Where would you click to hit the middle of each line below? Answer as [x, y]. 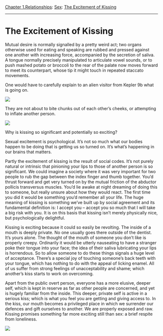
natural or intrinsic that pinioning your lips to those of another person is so [79, 166]
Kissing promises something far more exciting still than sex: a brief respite [79, 314]
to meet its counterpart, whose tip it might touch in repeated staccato [74, 70]
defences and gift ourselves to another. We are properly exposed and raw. [79, 309]
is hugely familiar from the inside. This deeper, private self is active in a [76, 293]
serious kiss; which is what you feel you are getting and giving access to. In [81, 298]
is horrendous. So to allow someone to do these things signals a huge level [80, 253]
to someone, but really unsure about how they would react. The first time [78, 192]
